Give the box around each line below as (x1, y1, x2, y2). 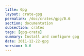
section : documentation (5, 20, 53, 26)
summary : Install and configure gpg (5, 35, 79, 39)
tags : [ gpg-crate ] (5, 30, 42, 35)
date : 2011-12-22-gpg (5, 39, 49, 44)
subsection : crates (5, 25, 45, 30)
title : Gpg (5, 7, 27, 12)
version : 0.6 (5, 43, 32, 48)
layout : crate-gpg (5, 12, 42, 17)
